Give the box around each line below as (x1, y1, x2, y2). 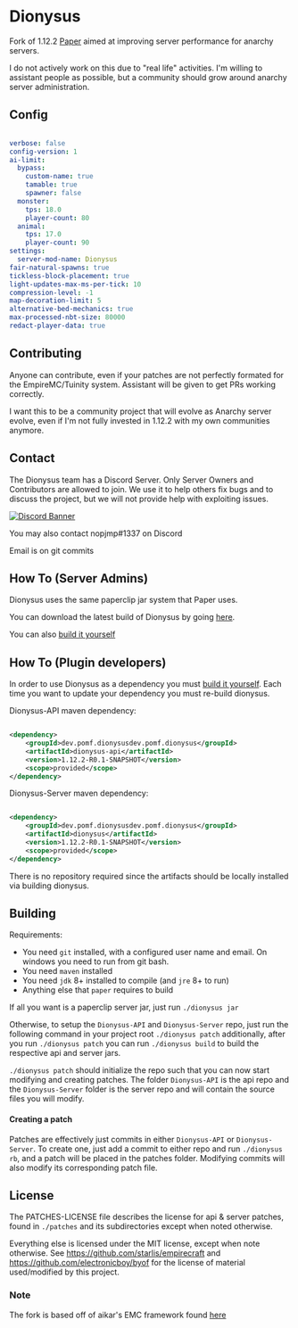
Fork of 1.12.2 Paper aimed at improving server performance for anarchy (9, 36, 274, 46)
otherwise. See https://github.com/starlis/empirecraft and (9, 1248, 221, 1258)
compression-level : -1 (9, 288, 94, 297)
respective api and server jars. (9, 1048, 121, 1059)
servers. (9, 45, 40, 55)
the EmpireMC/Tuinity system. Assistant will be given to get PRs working (9, 379, 277, 390)
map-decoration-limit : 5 (9, 296, 102, 305)
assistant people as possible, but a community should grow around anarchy (9, 71, 287, 82)
